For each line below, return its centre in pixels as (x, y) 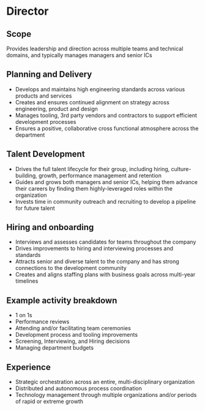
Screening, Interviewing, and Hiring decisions (73, 341)
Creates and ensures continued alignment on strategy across (92, 102)
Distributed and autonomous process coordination (79, 388)
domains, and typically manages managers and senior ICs (79, 55)
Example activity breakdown (62, 300)
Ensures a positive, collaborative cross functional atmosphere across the (107, 128)
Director (28, 11)
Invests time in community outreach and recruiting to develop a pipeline (106, 201)
